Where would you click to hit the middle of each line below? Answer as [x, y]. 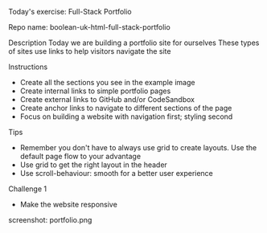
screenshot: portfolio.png [50, 220]
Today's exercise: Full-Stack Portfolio [70, 12]
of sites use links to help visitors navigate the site [90, 51]
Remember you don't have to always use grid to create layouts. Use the [138, 147]
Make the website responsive [69, 204]
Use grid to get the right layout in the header [93, 165]
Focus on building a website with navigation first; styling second [126, 117]
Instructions [28, 67]
